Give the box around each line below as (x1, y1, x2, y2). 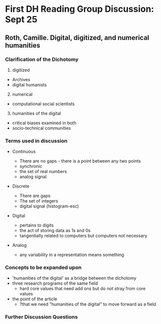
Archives (12, 76, 30, 82)
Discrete (12, 183, 29, 189)
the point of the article (12, 296, 57, 302)
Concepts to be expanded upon (5, 264, 82, 271)
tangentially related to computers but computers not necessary (19, 233, 147, 239)
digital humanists (12, 82, 47, 88)
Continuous (12, 148, 36, 154)
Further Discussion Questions (5, 314, 78, 321)
